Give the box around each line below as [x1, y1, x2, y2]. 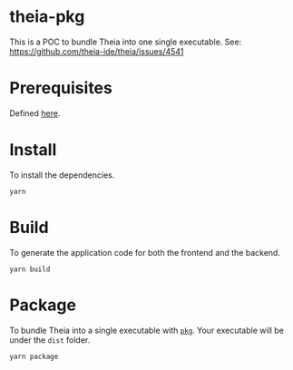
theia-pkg [9, 6, 85, 27]
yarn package [9, 352, 59, 361]
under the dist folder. [9, 334, 91, 346]
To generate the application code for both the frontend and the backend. [9, 247, 281, 258]
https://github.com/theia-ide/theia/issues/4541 [9, 45, 184, 56]
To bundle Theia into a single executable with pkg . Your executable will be [9, 325, 284, 336]
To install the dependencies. [9, 170, 115, 180]
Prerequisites [9, 78, 113, 99]
